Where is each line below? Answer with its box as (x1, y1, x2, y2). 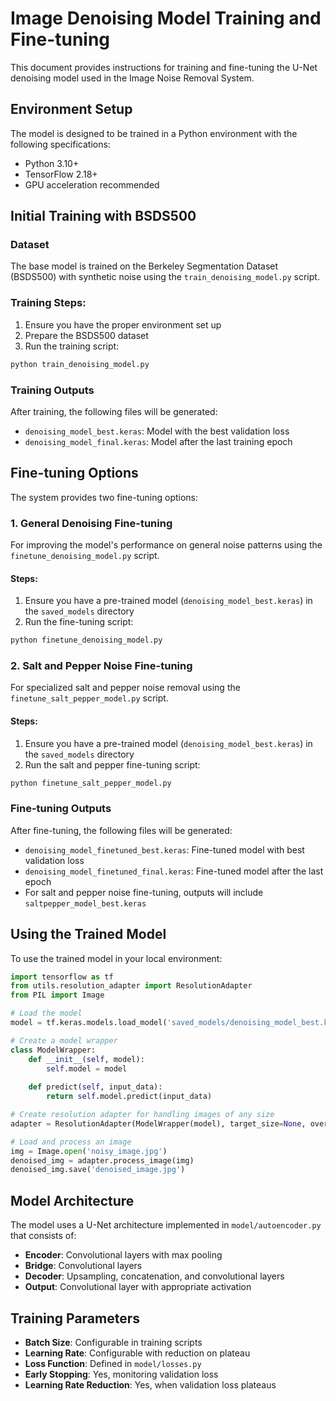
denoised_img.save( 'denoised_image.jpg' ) (10, 1165, 186, 1175)
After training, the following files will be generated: (10, 405, 218, 417)
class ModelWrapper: (10, 1045, 97, 1055)
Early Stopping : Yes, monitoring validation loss (24, 1368, 219, 1380)
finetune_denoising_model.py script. (10, 550, 160, 562)
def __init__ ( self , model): (28, 1054, 145, 1064)
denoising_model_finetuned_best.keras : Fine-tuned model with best (24, 843, 305, 856)
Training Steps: (10, 296, 87, 310)
